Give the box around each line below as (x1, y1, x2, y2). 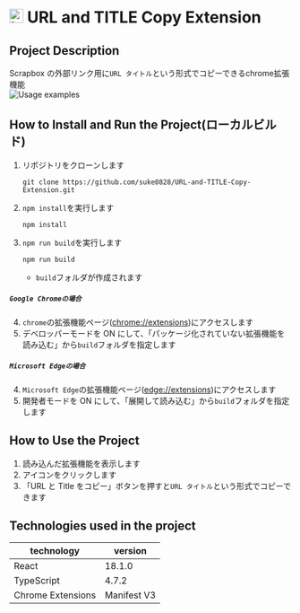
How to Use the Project (9, 433, 141, 449)
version (113, 545, 148, 557)
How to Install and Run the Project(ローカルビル (9, 118, 277, 133)
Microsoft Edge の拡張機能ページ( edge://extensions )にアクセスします (21, 384, 277, 395)
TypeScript (13, 574, 60, 587)
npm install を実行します (21, 202, 115, 213)
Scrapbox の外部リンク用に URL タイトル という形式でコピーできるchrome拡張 (9, 68, 290, 78)
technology (30, 545, 81, 557)
